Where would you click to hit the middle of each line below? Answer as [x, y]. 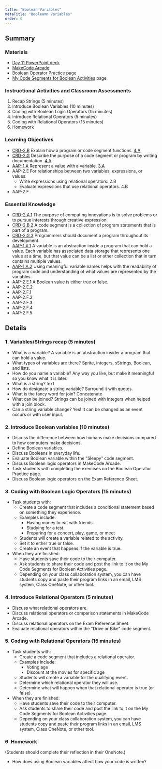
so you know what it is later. [40, 378]
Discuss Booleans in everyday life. [46, 453]
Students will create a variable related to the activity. [72, 538]
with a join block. [29, 404]
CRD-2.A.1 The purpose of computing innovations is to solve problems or [85, 215]
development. [26, 240]
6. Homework [21, 741]
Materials [16, 52]
